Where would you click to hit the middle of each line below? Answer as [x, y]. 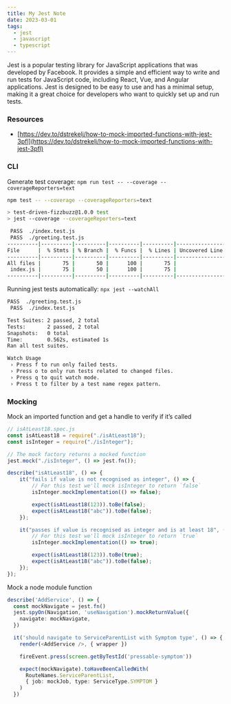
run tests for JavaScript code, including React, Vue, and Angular [98, 79]
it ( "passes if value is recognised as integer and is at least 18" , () [124, 530]
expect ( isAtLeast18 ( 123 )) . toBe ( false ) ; [89, 504]
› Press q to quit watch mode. [55, 377]
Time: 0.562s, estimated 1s [58, 340]
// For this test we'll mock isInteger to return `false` [117, 486]
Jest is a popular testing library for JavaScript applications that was [102, 65]
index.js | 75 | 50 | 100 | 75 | [93, 270]
